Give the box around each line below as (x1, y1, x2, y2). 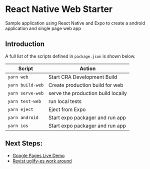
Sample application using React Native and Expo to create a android (5, 20, 145, 26)
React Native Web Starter (5, 3, 113, 15)
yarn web (7, 74, 28, 79)
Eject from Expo (48, 106, 86, 113)
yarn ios (7, 122, 28, 128)
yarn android (7, 114, 39, 120)
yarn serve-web (7, 90, 44, 96)
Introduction (5, 40, 45, 48)
